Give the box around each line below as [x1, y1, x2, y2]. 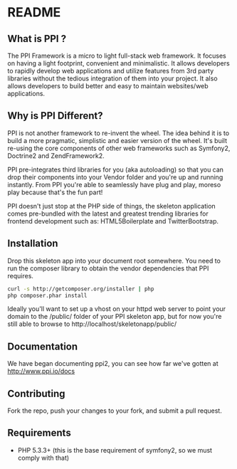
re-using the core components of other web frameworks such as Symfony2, [7, 144, 231, 152]
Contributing [7, 387, 65, 399]
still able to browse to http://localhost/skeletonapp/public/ [7, 320, 177, 328]
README [7, 4, 61, 21]
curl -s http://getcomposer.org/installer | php [7, 285, 154, 293]
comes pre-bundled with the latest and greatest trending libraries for [7, 209, 209, 218]
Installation [7, 238, 58, 250]
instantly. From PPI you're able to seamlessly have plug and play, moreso [7, 180, 221, 189]
